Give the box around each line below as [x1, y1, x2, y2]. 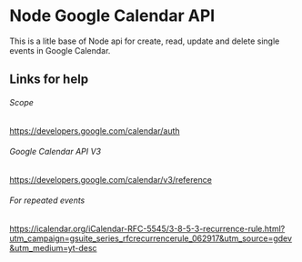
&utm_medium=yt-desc [9, 242, 97, 253]
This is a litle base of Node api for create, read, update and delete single [9, 35, 280, 46]
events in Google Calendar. [9, 45, 111, 55]
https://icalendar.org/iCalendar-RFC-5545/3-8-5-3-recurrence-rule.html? [9, 223, 286, 234]
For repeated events [9, 195, 86, 206]
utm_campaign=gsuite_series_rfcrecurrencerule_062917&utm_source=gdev [9, 233, 293, 244]
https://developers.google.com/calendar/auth [9, 125, 180, 136]
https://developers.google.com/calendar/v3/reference [9, 174, 212, 185]
